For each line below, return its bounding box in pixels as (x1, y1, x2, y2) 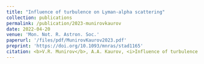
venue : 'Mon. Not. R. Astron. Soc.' (6, 32, 100, 38)
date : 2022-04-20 (6, 26, 51, 32)
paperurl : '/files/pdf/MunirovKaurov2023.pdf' (6, 37, 127, 43)
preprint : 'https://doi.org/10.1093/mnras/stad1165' (6, 43, 144, 49)
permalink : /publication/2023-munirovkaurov (6, 20, 122, 26)
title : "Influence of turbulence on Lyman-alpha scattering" (6, 9, 166, 15)
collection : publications (6, 15, 72, 21)
